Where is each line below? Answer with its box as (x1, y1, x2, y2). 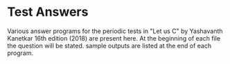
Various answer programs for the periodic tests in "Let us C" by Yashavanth (7, 27, 223, 35)
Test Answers (7, 4, 89, 20)
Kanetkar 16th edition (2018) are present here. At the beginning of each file (7, 34, 220, 42)
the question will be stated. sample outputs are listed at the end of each (7, 41, 212, 50)
